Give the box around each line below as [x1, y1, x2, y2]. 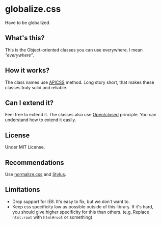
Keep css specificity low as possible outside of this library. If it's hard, [12, 203, 154, 209]
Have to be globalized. [5, 20, 51, 25]
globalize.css [5, 3, 61, 15]
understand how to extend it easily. [5, 117, 76, 123]
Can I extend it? [5, 99, 54, 107]
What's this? [5, 34, 45, 42]
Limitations [5, 185, 40, 194]
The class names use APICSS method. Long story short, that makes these [5, 79, 155, 85]
